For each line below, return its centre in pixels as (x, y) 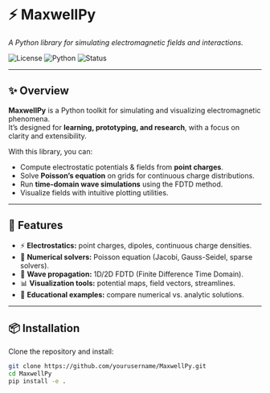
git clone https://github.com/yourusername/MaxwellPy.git (107, 366)
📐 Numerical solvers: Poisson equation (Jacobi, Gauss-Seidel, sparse (136, 256)
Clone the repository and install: (61, 352)
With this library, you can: (51, 151)
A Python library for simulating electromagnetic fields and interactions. (126, 42)
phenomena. (29, 119)
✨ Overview (39, 91)
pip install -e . (37, 382)
